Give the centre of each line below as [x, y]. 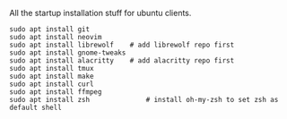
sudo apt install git [50, 30]
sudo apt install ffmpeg [56, 92]
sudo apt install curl [52, 84]
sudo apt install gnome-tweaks [68, 53]
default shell [36, 107]
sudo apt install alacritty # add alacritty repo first [122, 61]
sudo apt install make [52, 76]
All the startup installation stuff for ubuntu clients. [100, 13]
